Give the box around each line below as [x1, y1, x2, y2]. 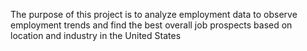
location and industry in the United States [10, 30, 182, 41]
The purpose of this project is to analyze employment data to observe [10, 9, 298, 20]
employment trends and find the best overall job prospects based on [10, 19, 293, 31]
